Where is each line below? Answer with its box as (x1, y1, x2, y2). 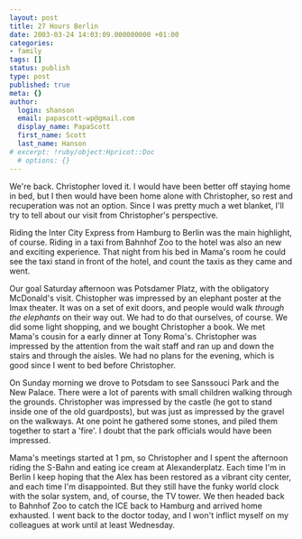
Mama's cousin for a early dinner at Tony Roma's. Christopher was (9, 330, 257, 341)
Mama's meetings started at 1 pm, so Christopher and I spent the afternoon (9, 452, 288, 463)
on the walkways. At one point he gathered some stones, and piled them (9, 415, 278, 426)
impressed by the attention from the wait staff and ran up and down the (9, 340, 275, 351)
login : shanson (17, 106, 75, 115)
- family (9, 47, 42, 56)
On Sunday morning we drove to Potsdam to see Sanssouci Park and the (9, 376, 279, 388)
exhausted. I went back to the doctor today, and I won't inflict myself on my (9, 509, 289, 520)
